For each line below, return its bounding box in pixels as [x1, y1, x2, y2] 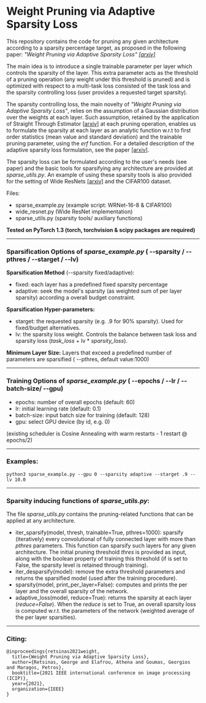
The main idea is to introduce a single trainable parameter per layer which [6, 63, 193, 70]
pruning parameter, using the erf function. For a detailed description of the [6, 139, 194, 147]
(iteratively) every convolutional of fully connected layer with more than [15, 536, 196, 543]
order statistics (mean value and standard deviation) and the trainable [6, 133, 183, 140]
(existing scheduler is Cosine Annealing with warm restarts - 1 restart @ [6, 429, 188, 437]
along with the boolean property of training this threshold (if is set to [15, 555, 188, 563]
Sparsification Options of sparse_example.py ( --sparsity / [6, 247, 185, 256]
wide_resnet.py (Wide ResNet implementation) [15, 207, 133, 215]
